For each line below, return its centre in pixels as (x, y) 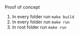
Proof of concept (22, 7)
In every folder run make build (43, 17)
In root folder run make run (39, 27)
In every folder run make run (41, 22)
